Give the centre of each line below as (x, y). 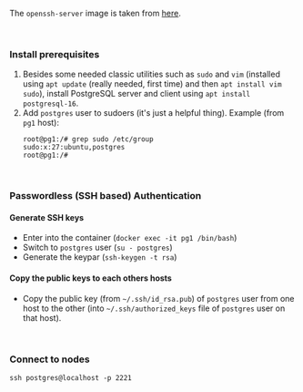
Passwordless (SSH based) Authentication (106, 196)
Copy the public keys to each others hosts (91, 278)
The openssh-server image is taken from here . (96, 13)
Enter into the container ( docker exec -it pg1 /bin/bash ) (130, 238)
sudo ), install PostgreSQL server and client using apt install (136, 94)
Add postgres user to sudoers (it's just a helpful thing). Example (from (153, 113)
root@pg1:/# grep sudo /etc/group (88, 139)
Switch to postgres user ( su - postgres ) (97, 248)
